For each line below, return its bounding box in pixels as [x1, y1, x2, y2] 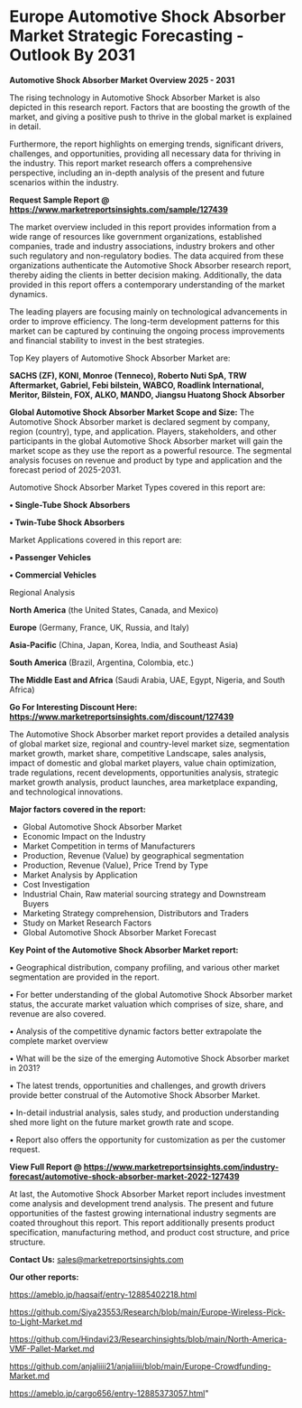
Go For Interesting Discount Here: [9, 701, 138, 712]
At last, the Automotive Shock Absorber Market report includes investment [9, 1188, 286, 1199]
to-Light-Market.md [9, 1316, 83, 1327]
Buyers [22, 897, 50, 909]
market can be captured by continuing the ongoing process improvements [9, 325, 286, 336]
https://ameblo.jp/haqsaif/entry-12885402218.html [9, 1289, 197, 1300]
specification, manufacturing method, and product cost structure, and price [9, 1226, 290, 1237]
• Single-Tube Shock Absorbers [9, 499, 131, 510]
